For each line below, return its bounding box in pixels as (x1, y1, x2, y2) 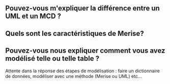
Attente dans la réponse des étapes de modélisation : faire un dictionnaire (5, 68, 160, 74)
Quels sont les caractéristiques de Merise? (5, 29, 144, 37)
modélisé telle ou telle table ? (5, 54, 100, 63)
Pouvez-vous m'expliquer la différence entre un (5, 4, 160, 13)
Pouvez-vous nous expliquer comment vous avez (5, 47, 165, 55)
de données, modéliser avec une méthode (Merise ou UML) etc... (5, 73, 142, 79)
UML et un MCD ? (5, 12, 62, 21)
